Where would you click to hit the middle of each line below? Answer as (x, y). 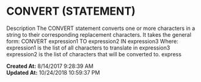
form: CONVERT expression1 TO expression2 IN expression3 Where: (92, 41)
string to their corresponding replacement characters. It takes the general (99, 34)
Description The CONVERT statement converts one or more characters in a (101, 28)
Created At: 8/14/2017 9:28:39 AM (50, 66)
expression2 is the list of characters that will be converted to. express (94, 54)
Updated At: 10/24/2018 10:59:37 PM (53, 72)
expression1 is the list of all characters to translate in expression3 (88, 48)
